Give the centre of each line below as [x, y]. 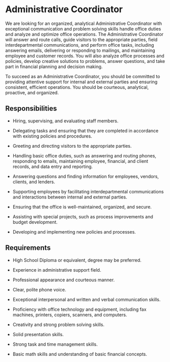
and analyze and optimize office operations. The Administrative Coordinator [84, 34]
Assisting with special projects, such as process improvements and [83, 216]
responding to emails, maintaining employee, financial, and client [80, 161]
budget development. [35, 222]
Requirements [28, 248]
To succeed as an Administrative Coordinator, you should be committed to [83, 76]
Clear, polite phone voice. [39, 289]
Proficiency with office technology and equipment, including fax [79, 309]
